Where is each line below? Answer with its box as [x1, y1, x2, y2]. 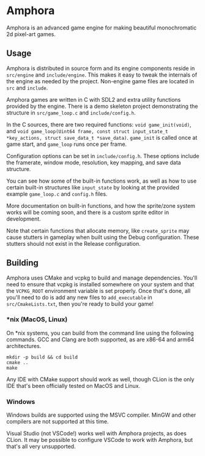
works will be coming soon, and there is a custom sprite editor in [6, 208, 170, 216]
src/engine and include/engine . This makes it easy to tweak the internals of [6, 71, 198, 78]
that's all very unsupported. [6, 443, 76, 450]
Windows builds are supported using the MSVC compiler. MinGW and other [6, 411, 196, 419]
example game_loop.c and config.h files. [6, 190, 108, 197]
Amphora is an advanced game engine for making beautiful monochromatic [6, 24, 197, 31]
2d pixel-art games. [6, 30, 56, 37]
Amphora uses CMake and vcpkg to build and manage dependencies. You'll [6, 274, 198, 281]
